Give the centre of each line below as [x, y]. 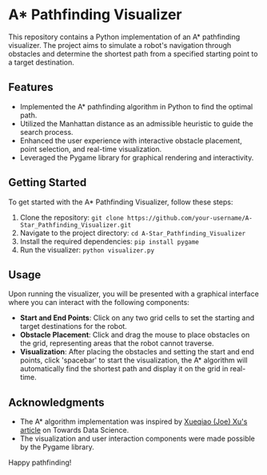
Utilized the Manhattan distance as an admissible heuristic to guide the [136, 123]
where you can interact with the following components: [99, 303]
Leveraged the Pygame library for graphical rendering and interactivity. [137, 157]
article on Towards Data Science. [74, 430]
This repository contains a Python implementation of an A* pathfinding [124, 37]
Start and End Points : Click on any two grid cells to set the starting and [137, 318]
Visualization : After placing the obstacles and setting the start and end [137, 352]
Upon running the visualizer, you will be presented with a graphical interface [134, 294]
